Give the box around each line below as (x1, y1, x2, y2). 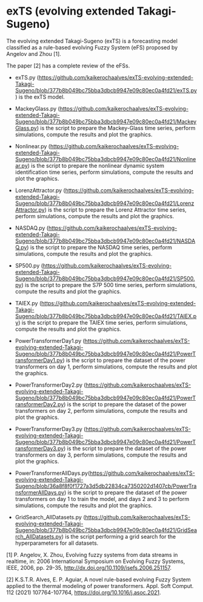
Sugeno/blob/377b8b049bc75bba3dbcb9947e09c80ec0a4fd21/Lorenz (15, 199, 195, 207)
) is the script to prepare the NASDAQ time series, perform (27, 243, 173, 251)
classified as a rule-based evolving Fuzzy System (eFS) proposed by (6, 44, 178, 51)
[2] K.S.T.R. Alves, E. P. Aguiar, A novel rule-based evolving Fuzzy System (6, 576, 191, 583)
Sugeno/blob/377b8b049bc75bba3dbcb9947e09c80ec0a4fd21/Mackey (15, 117, 197, 125)
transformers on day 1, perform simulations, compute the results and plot (15, 363, 198, 370)
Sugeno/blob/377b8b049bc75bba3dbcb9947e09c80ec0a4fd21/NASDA (15, 237, 196, 244)
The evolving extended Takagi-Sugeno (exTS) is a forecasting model (6, 37, 178, 44)
